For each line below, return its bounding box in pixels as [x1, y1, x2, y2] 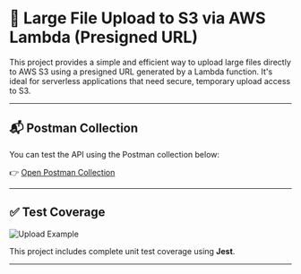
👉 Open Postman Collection [9, 167, 116, 177]
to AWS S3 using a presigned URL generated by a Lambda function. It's [9, 66, 273, 77]
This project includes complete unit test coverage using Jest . [9, 245, 236, 256]
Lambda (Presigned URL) [9, 27, 199, 47]
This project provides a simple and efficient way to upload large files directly [9, 56, 291, 67]
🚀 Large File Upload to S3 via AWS [9, 8, 266, 29]
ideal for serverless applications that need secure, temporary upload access [9, 75, 291, 86]
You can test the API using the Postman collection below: [9, 149, 220, 159]
